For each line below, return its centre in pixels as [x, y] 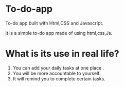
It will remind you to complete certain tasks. [59, 79]
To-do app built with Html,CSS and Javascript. [55, 23]
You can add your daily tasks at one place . [58, 68]
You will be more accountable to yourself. [57, 73]
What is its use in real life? [62, 54]
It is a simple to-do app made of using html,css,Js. [59, 33]
